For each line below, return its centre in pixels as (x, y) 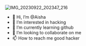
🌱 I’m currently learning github (43, 27)
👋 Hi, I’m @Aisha (29, 17)
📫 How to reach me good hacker (46, 38)
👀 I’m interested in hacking (39, 22)
